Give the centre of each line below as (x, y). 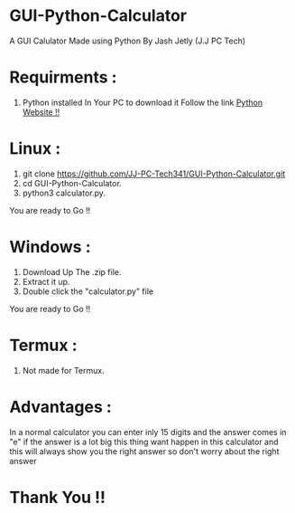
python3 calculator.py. (64, 193)
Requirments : (63, 77)
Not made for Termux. (64, 370)
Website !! (41, 112)
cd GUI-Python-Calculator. (72, 183)
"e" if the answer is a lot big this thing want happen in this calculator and (144, 442)
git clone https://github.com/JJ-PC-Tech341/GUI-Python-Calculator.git (154, 174)
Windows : (50, 247)
